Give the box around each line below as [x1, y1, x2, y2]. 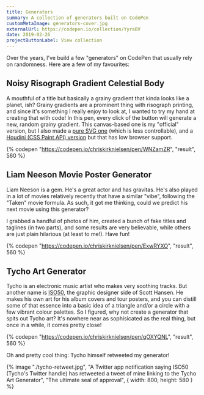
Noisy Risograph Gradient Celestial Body [6, 78, 165, 89]
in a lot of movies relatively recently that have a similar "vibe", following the [6, 192, 195, 199]
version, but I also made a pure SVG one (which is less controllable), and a [6, 127, 194, 135]
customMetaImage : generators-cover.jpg [6, 20, 108, 26]
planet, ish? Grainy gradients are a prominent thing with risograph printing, [6, 101, 194, 108]
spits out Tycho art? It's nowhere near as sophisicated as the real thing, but [6, 315, 196, 322]
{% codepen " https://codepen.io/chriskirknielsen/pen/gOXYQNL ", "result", [6, 333, 194, 341]
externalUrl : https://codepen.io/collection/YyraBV [6, 26, 140, 32]
